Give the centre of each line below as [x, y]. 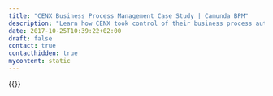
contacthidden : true [43, 53]
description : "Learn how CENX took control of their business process [130, 23]
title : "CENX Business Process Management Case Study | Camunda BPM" [129, 16]
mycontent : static [39, 61]
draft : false [30, 38]
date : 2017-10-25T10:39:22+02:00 [65, 31]
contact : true [32, 46]
